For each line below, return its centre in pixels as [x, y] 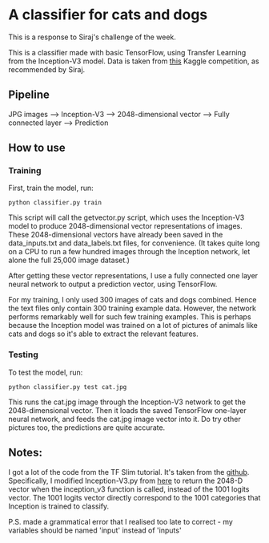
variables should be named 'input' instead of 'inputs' [95, 530]
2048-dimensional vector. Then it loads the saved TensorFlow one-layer [127, 410]
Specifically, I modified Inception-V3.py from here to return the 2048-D [126, 480]
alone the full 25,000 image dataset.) [69, 260]
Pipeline [29, 95]
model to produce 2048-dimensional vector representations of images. [125, 226]
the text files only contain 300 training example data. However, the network [132, 308]
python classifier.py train [55, 203]
